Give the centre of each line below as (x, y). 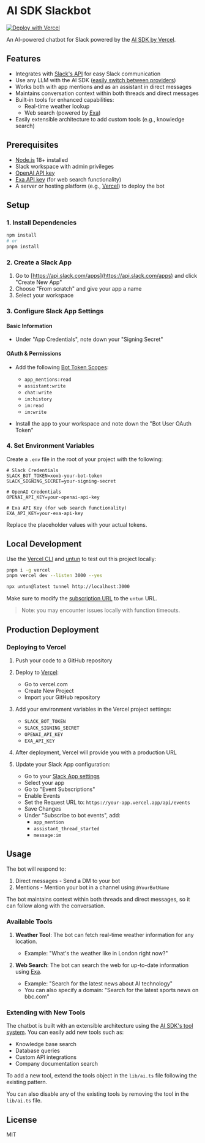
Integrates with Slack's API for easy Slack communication (88, 74)
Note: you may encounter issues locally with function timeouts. (101, 610)
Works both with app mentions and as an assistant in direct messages (103, 86)
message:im (47, 835)
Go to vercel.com (46, 684)
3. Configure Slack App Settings (55, 312)
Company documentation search (57, 1064)
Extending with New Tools (46, 1012)
